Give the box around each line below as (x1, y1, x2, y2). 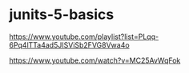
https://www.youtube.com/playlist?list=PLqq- (9, 32, 159, 41)
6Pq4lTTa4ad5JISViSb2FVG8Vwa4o (9, 40, 131, 49)
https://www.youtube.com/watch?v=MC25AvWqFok (9, 56, 181, 65)
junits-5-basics (9, 6, 115, 24)
